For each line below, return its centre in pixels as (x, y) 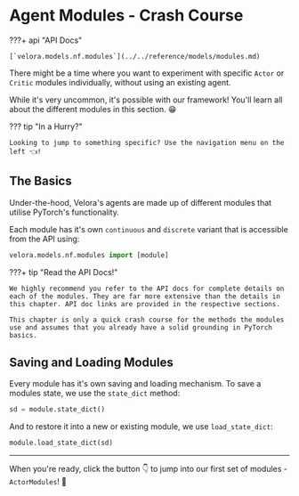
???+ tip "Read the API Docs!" (64, 272)
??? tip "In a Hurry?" (46, 126)
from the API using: (44, 239)
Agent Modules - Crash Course (126, 16)
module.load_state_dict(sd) (61, 443)
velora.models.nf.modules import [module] (89, 255)
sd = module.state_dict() (57, 410)
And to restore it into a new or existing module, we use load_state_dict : (141, 427)
